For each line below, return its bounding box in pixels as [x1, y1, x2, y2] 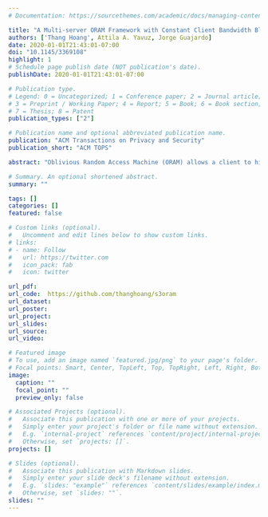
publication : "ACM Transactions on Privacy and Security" [8, 136, 205, 144]
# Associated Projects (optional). [8, 408, 127, 416]
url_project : [8, 312, 52, 320]
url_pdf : [8, 282, 37, 291]
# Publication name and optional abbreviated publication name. [8, 129, 227, 137]
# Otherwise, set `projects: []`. [8, 437, 130, 445]
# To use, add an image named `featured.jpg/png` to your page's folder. [8, 357, 259, 365]
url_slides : [8, 320, 48, 328]
